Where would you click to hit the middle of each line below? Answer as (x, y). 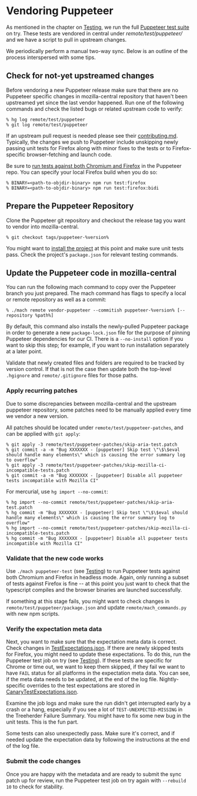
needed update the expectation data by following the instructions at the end (98, 739)
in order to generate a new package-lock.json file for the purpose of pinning (98, 333)
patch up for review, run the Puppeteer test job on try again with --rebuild (96, 780)
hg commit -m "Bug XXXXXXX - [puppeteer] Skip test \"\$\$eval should (100, 513)
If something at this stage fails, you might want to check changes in (88, 601)
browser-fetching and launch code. (69, 154)
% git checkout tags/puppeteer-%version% (58, 237)
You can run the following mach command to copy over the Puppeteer (91, 287)
